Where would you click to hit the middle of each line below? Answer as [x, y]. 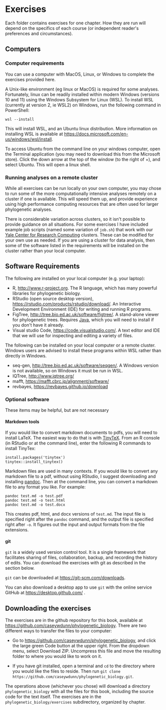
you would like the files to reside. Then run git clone [66, 671]
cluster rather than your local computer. [46, 251]
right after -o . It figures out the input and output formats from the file [75, 525]
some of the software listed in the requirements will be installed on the [77, 245]
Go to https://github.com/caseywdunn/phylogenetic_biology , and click [84, 640]
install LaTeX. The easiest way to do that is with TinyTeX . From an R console [83, 438]
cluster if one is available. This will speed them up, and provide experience [81, 199]
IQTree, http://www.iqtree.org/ [43, 376]
